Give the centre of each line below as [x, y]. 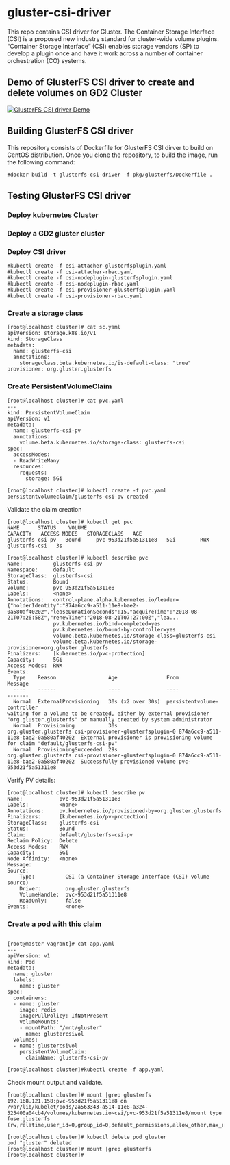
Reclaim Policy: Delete [42, 840]
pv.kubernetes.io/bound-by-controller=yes [114, 629]
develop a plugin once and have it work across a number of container [105, 53]
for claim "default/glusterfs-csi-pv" [62, 743]
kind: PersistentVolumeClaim [49, 412]
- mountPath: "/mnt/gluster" [61, 1028]
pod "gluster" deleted [39, 1143]
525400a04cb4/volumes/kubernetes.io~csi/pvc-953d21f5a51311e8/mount [107, 1113]
